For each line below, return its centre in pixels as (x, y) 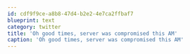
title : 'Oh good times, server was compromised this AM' (93, 33)
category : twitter (34, 27)
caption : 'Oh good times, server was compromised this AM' (96, 40)
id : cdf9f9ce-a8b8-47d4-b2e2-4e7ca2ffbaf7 (70, 14)
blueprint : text (31, 20)
